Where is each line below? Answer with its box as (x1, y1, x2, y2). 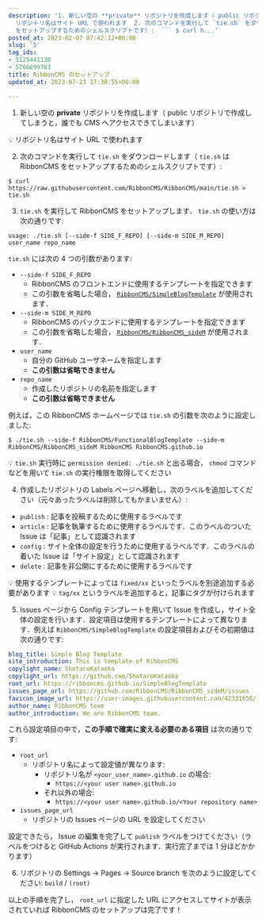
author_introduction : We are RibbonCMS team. (8, 709, 161, 717)
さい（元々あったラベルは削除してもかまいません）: (19, 494, 188, 504)
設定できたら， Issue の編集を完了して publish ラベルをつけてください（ (8, 832, 245, 841)
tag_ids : (8, 48, 37, 56)
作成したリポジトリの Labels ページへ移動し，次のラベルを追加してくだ (19, 485, 253, 494)
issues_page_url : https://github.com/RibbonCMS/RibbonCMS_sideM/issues (8, 687, 249, 695)
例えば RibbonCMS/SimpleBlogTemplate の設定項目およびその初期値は (33, 624, 255, 634)
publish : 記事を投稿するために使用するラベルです (19, 511, 183, 521)
